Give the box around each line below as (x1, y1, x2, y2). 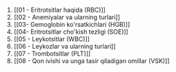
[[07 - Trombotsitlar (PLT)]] (13, 49, 91, 58)
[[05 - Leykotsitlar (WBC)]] (13, 35, 90, 43)
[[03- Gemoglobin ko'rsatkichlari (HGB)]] (13, 21, 130, 28)
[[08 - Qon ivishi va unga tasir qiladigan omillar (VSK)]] (13, 57, 170, 64)
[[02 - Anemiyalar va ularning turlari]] (13, 13, 121, 21)
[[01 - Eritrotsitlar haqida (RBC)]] (13, 6, 106, 14)
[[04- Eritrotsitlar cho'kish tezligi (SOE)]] (13, 27, 129, 36)
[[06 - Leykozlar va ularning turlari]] (13, 43, 116, 50)
